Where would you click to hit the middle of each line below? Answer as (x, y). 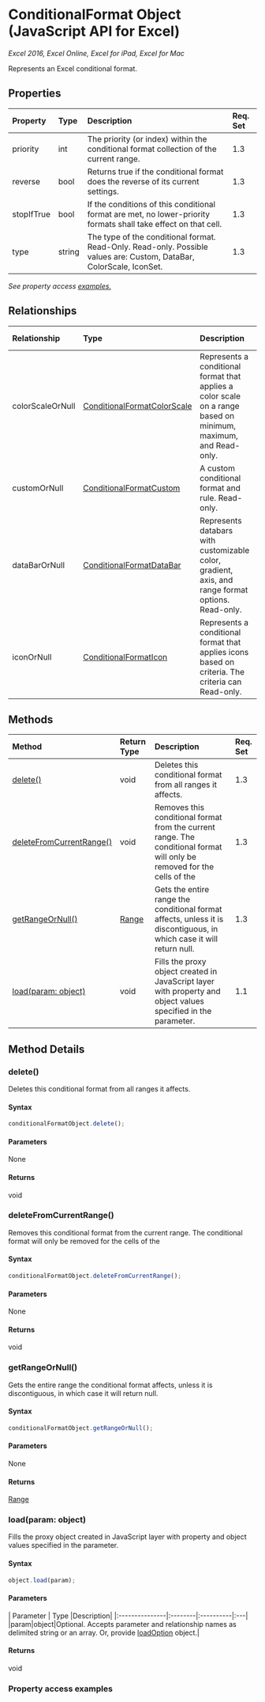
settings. (103, 191)
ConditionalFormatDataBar (132, 565)
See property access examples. (60, 286)
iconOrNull (32, 656)
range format (224, 589)
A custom (217, 468)
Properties (35, 94)
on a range (220, 406)
